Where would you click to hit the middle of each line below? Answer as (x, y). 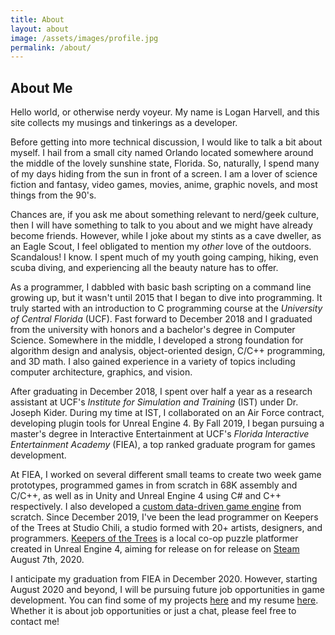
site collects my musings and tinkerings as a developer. (124, 123)
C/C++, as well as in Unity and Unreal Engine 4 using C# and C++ (146, 496)
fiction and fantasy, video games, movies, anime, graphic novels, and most (164, 185)
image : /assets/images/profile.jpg (84, 38)
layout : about (40, 29)
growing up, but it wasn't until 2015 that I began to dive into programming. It (166, 298)
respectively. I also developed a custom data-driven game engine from (156, 507)
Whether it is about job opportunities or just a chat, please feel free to (153, 611)
